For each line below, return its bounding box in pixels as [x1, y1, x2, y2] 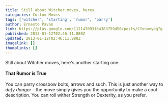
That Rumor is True [5, 70, 47, 76]
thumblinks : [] [5, 45, 38, 50]
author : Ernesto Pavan [5, 21, 53, 27]
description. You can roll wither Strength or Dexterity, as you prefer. [5, 92, 147, 98]
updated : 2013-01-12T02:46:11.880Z [5, 36, 81, 41]
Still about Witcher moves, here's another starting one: [5, 59, 120, 65]
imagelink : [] [5, 41, 36, 46]
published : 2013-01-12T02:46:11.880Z [5, 31, 86, 36]
